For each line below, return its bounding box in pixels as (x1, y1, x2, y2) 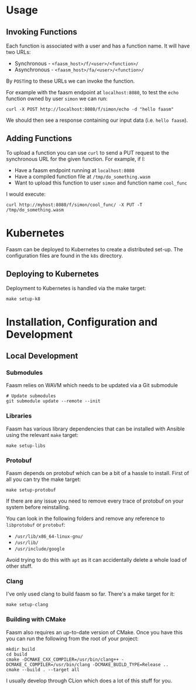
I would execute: (6, 190, 46, 197)
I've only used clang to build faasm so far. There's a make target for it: (6, 590, 175, 597)
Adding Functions (6, 134, 72, 144)
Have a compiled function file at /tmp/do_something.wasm (14, 173, 151, 180)
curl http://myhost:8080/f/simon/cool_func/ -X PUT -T (6, 201, 143, 208)
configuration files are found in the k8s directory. (6, 252, 123, 259)
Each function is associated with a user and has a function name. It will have (6, 42, 190, 49)
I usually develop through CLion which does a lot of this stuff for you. (6, 677, 173, 684)
